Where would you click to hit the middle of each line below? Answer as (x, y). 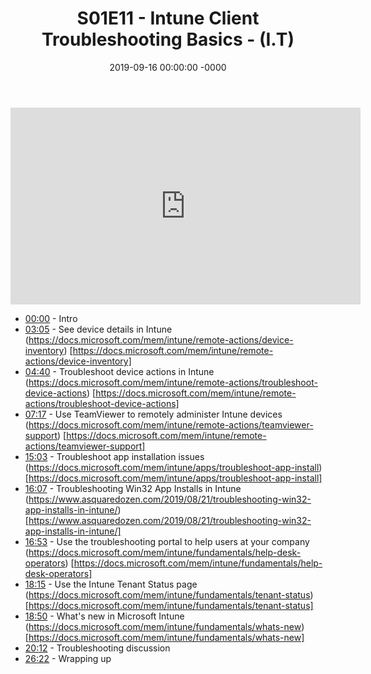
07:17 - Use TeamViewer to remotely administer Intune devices (153, 414)
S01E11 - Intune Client (168, 18)
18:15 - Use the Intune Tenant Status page (111, 584)
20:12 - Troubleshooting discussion (97, 648)
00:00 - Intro (51, 318)
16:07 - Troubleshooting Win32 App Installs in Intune (133, 488)
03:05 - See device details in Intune (98, 329)
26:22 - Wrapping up (68, 658)
